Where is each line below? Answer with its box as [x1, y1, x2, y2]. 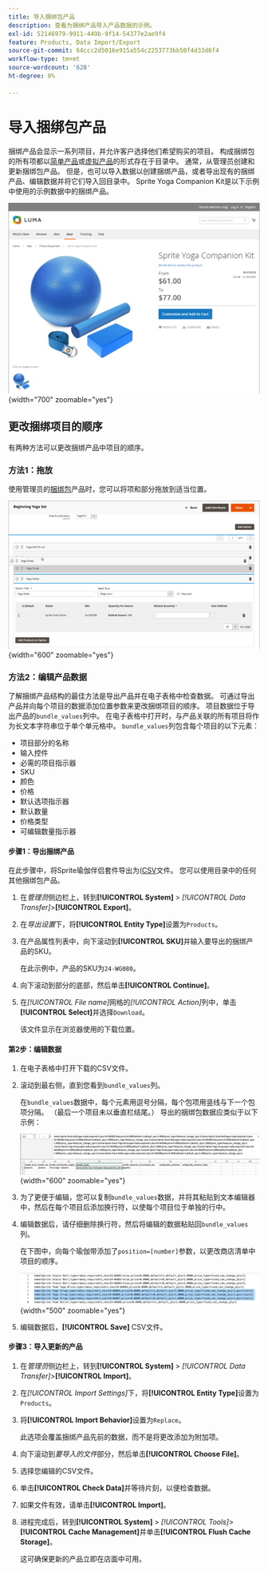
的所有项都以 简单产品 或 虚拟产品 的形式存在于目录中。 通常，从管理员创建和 [8, 156, 255, 165]
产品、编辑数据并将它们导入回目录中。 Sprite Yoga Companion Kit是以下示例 [8, 176, 260, 185]
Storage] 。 [19, 1537, 57, 1546]
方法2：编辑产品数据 [8, 672, 88, 683]
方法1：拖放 [8, 465, 53, 476]
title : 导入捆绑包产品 [8, 13, 76, 21]
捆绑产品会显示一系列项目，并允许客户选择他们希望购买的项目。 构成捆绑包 [8, 146, 255, 156]
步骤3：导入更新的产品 [8, 1342, 84, 1351]
